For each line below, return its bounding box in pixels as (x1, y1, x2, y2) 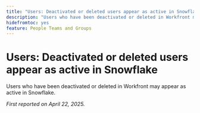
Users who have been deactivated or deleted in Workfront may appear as (6, 83, 186, 90)
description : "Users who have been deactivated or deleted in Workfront (6, 14, 190, 20)
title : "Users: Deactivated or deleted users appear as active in (6, 8, 174, 15)
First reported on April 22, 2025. (6, 101, 85, 108)
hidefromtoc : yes (6, 20, 49, 25)
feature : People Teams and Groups (6, 25, 92, 31)
